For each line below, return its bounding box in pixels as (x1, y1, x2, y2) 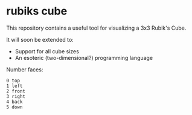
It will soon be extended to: (6, 36, 74, 43)
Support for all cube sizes (14, 47, 80, 55)
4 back (6, 99, 23, 105)
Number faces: (6, 65, 43, 73)
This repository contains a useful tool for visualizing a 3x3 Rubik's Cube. (6, 24, 187, 31)
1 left (6, 83, 23, 89)
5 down (6, 104, 23, 110)
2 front (6, 88, 26, 94)
